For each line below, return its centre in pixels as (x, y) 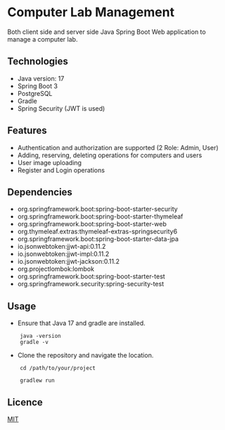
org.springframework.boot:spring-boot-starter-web (92, 224)
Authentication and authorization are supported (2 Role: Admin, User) (118, 147)
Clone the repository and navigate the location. (85, 355)
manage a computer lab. (43, 39)
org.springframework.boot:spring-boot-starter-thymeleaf (100, 216)
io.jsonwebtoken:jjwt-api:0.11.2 (62, 247)
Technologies (38, 62)
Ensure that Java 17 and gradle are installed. (81, 323)
